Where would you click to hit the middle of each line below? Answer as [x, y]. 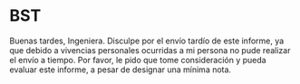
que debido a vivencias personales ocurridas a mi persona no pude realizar [150, 50]
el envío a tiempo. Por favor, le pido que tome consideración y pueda [138, 60]
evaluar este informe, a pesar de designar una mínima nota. [121, 70]
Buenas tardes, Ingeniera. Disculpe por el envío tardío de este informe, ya [147, 41]
